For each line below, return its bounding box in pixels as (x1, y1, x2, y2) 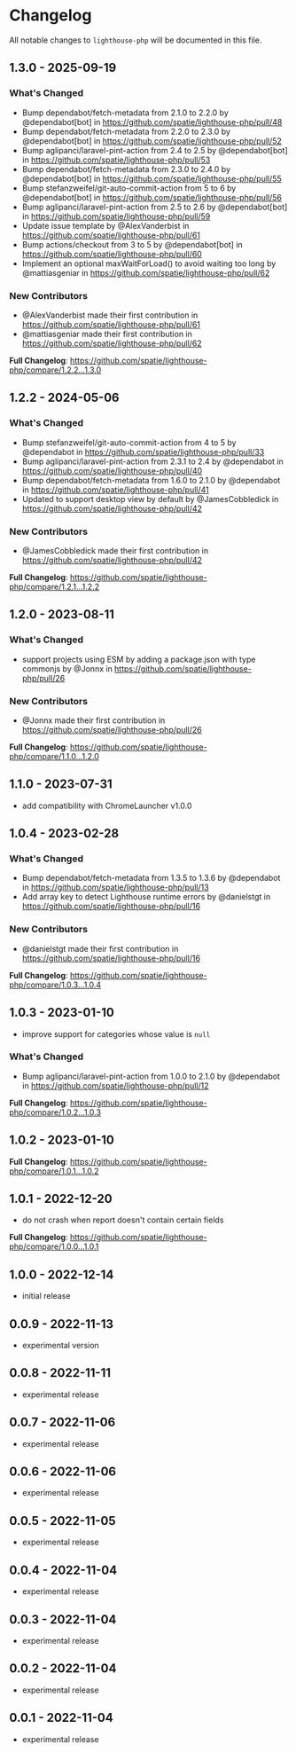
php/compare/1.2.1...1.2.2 (9, 581, 100, 592)
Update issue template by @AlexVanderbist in (21, 220, 190, 231)
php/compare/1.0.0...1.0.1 (9, 1241, 99, 1252)
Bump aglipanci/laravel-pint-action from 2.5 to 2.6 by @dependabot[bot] (21, 201, 288, 212)
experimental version (21, 1340, 99, 1351)
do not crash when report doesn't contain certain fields (21, 1214, 224, 1225)
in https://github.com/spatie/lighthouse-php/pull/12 (21, 1080, 210, 1091)
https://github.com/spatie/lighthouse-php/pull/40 (21, 465, 203, 475)
